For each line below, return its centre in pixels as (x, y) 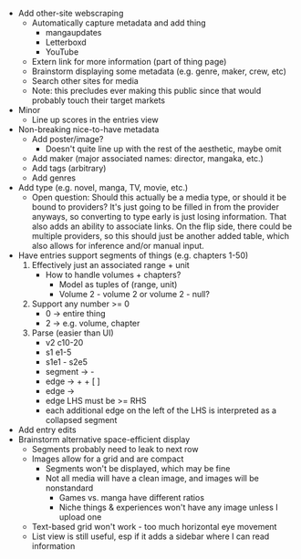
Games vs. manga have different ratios (132, 497)
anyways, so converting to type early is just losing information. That (159, 217)
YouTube (62, 52)
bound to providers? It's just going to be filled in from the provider (156, 207)
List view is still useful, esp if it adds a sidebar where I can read (150, 536)
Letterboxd (66, 42)
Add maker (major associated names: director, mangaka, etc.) (148, 158)
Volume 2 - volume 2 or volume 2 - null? (134, 294)
